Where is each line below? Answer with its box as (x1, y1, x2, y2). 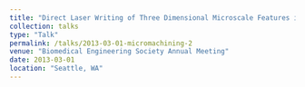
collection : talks (9, 22, 79, 31)
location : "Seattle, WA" (9, 64, 103, 73)
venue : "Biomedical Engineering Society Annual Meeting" (9, 47, 230, 56)
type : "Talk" (9, 30, 59, 39)
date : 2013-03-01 (9, 55, 75, 64)
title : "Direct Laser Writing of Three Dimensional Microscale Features (9, 13, 290, 23)
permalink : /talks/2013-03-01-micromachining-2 (9, 38, 193, 48)
